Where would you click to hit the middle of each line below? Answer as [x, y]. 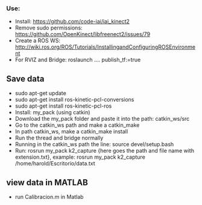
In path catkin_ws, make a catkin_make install [71, 132]
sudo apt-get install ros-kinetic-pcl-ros [63, 106]
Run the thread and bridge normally [59, 138]
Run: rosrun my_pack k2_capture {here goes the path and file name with [105, 151]
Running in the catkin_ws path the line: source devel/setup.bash [94, 144]
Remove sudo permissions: [49, 28]
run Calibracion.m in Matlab [49, 197]
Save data [25, 78]
